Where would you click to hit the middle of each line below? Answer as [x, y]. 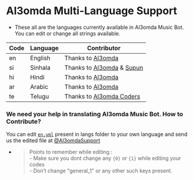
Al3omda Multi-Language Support [92, 11]
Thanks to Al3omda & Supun [104, 67]
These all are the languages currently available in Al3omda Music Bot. [99, 27]
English [40, 58]
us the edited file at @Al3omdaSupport [53, 140]
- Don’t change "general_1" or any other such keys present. [101, 171]
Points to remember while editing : [71, 152]
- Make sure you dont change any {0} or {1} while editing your [105, 158]
